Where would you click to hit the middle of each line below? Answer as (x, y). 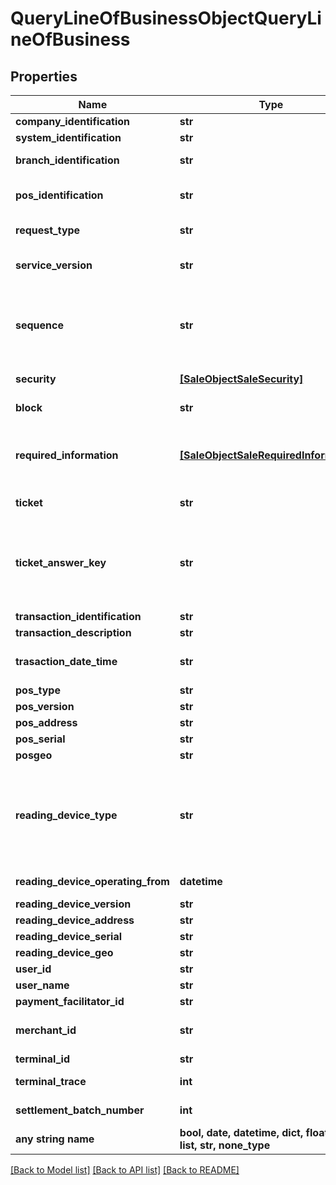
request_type (48, 230)
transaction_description (73, 632)
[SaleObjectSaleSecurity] (241, 379)
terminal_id (42, 1059)
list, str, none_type (225, 1145)
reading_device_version (73, 904)
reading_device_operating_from (92, 881)
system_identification (68, 137)
